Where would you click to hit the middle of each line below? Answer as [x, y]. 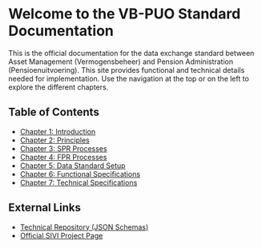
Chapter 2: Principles [54, 140]
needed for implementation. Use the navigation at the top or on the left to [129, 78]
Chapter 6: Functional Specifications [80, 174]
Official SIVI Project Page [61, 235]
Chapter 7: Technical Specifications [79, 182]
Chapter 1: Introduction [58, 131]
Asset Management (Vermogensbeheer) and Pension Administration [121, 62]
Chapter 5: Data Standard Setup [73, 166]
